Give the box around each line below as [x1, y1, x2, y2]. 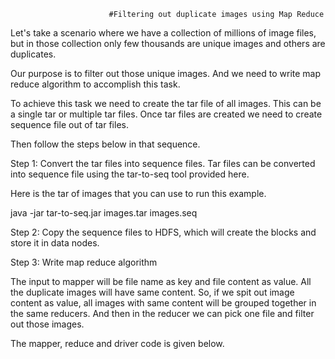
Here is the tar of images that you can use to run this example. [10, 188, 267, 199]
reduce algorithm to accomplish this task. [10, 78, 181, 90]
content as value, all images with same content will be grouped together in [10, 297, 317, 309]
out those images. [10, 318, 85, 330]
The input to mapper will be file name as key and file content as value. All [10, 276, 312, 287]
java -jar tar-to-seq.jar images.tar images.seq [10, 207, 198, 219]
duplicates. [10, 48, 57, 60]
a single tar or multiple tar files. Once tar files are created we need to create [10, 108, 323, 120]
